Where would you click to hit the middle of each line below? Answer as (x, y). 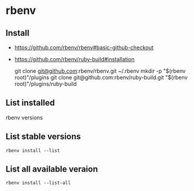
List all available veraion (52, 169)
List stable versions (43, 137)
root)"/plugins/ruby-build (45, 84)
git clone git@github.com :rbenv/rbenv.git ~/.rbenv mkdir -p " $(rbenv (100, 71)
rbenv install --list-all (38, 183)
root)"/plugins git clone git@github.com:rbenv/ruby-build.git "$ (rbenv (101, 77)
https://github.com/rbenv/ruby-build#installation (74, 59)
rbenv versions (24, 117)
